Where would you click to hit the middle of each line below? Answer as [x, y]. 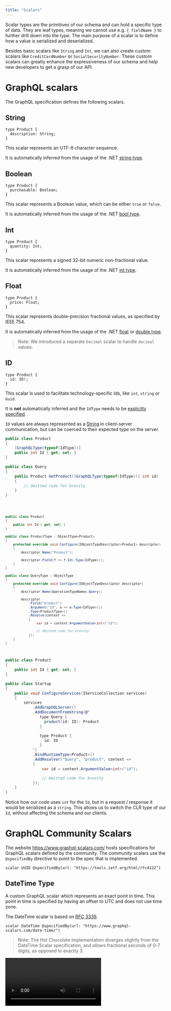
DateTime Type [30, 884]
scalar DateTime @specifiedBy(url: [43, 926]
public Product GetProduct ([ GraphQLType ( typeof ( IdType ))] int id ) [87, 476]
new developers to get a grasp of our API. [49, 67]
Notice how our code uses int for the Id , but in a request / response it [79, 802]
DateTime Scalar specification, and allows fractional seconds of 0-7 [89, 945]
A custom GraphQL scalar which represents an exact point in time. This [80, 896]
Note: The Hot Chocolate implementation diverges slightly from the [88, 940]
